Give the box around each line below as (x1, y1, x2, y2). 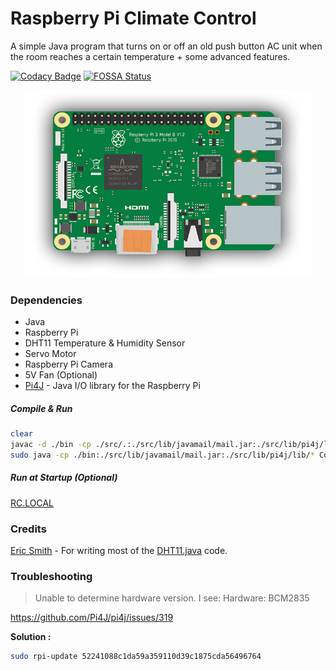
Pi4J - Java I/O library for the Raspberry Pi (24, 380, 201, 392)
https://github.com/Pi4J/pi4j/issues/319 (10, 612, 174, 624)
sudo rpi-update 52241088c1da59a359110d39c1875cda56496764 (10, 652, 262, 662)
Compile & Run (10, 402, 73, 414)
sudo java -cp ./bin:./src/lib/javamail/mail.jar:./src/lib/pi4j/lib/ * (10, 450, 315, 460)
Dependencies (10, 293, 83, 307)
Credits (10, 522, 47, 536)
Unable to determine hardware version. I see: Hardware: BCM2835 (34, 592, 310, 604)
